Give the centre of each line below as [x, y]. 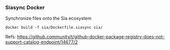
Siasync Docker [25, 7]
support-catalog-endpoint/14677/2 [42, 42]
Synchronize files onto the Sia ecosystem [49, 18]
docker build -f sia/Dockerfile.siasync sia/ [54, 27]
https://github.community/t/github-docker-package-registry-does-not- [91, 37]
